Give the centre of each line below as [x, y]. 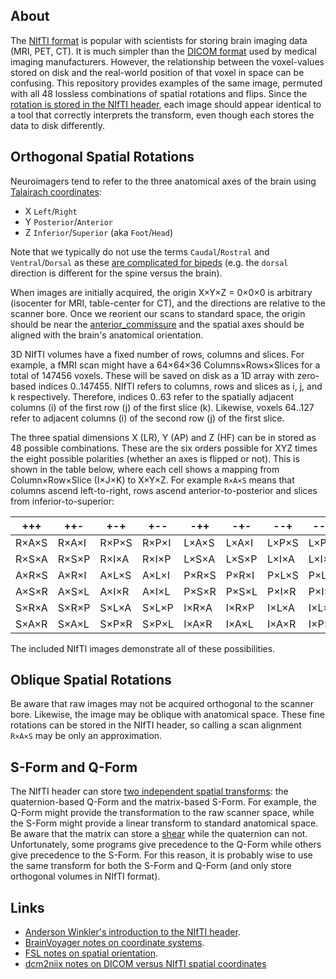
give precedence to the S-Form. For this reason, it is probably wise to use [161, 855]
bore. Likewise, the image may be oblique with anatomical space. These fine [167, 715]
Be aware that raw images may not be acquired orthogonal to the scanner [162, 704]
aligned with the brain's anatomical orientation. [107, 335]
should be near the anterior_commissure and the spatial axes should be [157, 324]
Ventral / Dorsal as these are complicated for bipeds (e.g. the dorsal [149, 262]
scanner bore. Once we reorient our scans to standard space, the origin [158, 313]
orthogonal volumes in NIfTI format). [85, 876]
